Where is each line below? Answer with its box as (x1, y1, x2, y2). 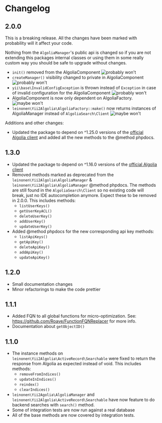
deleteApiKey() (19, 244, 50, 250)
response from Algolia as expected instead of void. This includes (12, 361, 142, 367)
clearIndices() (19, 388, 50, 392)
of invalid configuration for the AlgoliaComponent (12, 90, 111, 96)
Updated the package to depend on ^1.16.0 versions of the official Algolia (12, 161, 157, 167)
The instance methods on (12, 350, 63, 357)
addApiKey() (19, 250, 44, 255)
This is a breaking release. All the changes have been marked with (5, 35, 137, 41)
